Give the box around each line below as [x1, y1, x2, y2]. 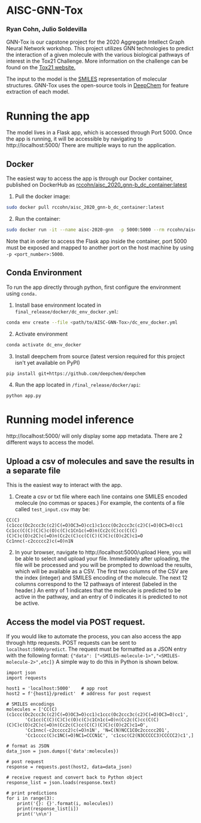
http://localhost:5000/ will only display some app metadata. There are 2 [6, 432, 183, 440]
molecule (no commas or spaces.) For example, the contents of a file [14, 499, 185, 507]
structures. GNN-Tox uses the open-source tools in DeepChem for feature [6, 82, 189, 89]
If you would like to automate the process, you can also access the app [6, 632, 181, 640]
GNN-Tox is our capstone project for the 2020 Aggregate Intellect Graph [6, 38, 184, 45]
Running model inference [6, 413, 135, 426]
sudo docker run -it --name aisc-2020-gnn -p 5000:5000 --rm [6, 227, 165, 233]
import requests [6, 675, 47, 681]
